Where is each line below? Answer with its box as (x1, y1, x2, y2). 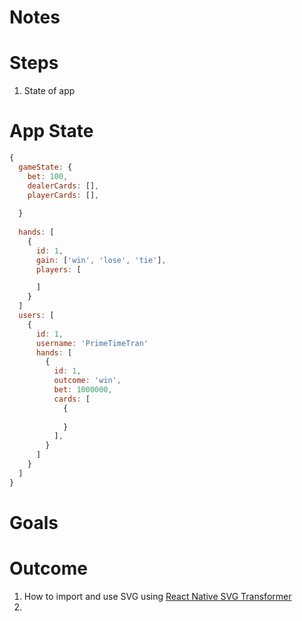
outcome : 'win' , (53, 376, 122, 386)
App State (9, 120, 94, 143)
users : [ (18, 311, 55, 321)
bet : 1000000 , (53, 385, 113, 395)
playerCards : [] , (27, 190, 100, 200)
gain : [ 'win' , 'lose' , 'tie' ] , (35, 255, 167, 265)
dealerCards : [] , (27, 181, 100, 191)
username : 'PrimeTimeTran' (35, 338, 149, 348)
